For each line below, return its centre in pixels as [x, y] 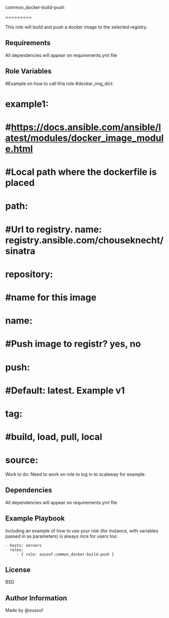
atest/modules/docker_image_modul [85, 138]
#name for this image [51, 297]
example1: [27, 104]
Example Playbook [35, 519]
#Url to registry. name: [54, 229]
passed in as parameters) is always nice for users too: [61, 536]
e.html [19, 149]
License [18, 570]
